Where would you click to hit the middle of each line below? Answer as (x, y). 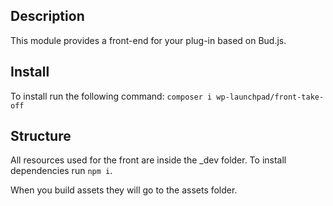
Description (47, 16)
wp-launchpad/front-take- (270, 97)
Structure (41, 136)
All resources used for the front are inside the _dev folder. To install (148, 160)
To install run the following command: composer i (111, 96)
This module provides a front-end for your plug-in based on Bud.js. (148, 40)
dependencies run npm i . (61, 171)
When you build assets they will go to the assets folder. (124, 190)
